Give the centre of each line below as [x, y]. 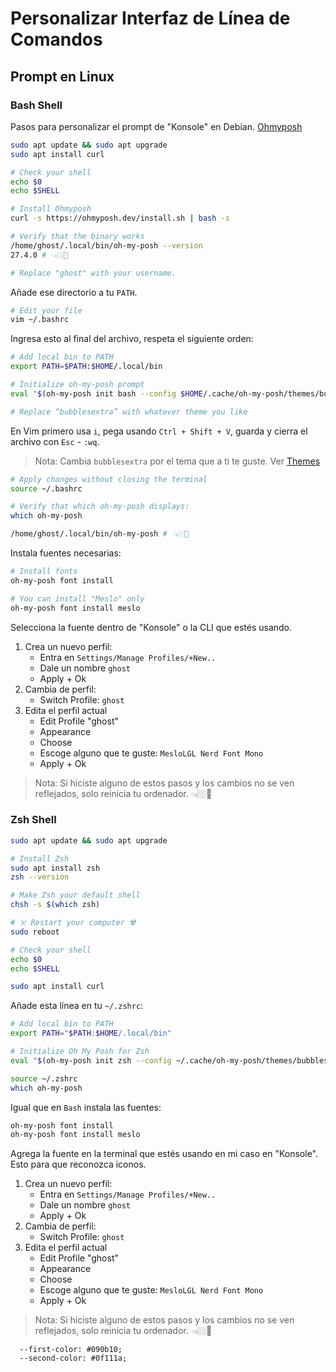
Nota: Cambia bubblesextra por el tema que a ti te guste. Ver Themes [177, 461]
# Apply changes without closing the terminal [109, 479]
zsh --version [40, 877]
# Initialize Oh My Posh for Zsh [80, 1052]
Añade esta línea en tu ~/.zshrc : [77, 1006]
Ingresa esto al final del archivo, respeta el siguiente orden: [132, 339]
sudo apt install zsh [55, 868]
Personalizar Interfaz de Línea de [150, 18]
